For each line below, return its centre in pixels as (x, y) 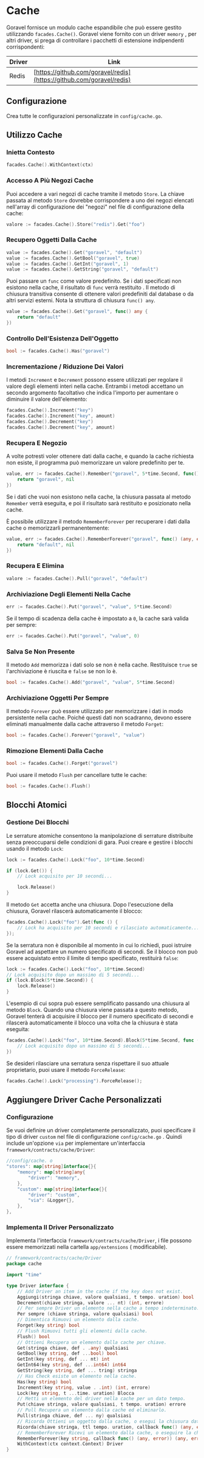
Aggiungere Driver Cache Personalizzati (84, 1100)
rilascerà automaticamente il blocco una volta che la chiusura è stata (92, 1023)
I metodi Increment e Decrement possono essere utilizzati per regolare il (95, 380)
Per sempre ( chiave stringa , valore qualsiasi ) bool (85, 1314)
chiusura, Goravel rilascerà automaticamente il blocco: (74, 911)
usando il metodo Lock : (35, 848)
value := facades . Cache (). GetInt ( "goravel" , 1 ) (68, 264)
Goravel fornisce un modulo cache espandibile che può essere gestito (94, 27)
